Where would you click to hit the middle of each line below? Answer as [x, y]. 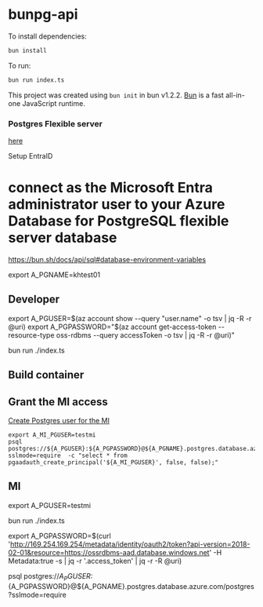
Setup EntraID [31, 155]
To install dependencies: [48, 36]
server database [63, 238]
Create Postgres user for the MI [59, 420]
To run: [20, 65]
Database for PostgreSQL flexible [119, 221]
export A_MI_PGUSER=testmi [52, 435]
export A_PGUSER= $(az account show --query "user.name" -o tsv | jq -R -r [130, 318]
